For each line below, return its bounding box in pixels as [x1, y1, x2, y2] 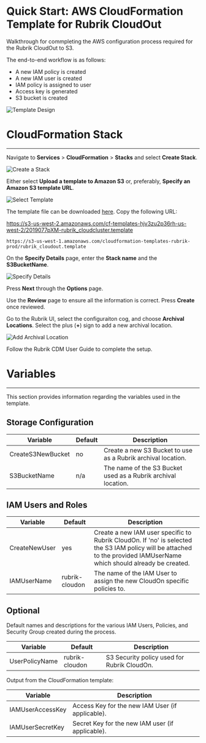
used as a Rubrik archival [104, 471, 177, 480]
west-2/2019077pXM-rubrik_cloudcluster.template [6, 226, 134, 234]
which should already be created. [94, 559, 190, 568]
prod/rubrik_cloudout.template [6, 243, 86, 250]
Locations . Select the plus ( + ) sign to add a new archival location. [6, 321, 173, 329]
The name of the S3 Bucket [104, 463, 183, 472]
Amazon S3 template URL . [6, 184, 75, 191]
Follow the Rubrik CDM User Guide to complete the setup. [6, 345, 153, 353]
